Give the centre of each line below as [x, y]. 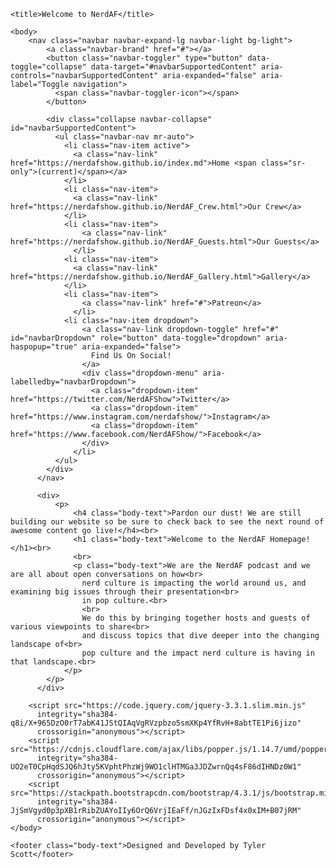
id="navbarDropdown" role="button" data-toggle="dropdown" [136, 338]
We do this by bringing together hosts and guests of [196, 618]
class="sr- [283, 163]
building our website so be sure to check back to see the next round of [167, 522]
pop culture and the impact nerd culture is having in [198, 653]
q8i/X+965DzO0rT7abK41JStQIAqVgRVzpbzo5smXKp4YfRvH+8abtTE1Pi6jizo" [156, 723]
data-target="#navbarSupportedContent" [173, 67]
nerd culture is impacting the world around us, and [194, 583]
